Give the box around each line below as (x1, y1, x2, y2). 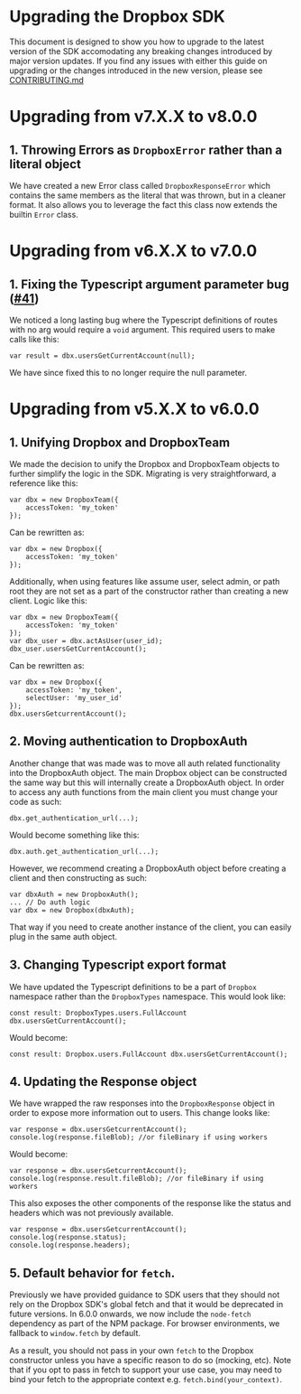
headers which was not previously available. (9, 1208, 174, 1219)
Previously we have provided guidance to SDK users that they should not (9, 1289, 280, 1300)
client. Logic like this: (9, 594, 87, 606)
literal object (9, 156, 81, 172)
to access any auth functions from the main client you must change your (9, 786, 278, 797)
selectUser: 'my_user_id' (25, 693, 123, 702)
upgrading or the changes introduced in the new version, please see (9, 65, 263, 76)
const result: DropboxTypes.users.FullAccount (9, 1008, 187, 1017)
